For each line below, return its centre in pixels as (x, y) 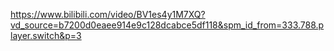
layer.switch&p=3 (46, 35)
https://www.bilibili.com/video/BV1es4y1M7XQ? (108, 14)
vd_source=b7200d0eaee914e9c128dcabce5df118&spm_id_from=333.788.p (167, 25)
